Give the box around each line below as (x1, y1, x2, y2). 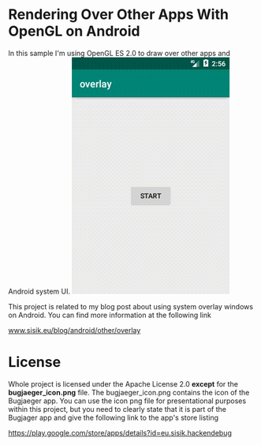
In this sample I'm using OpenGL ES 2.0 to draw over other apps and (8, 48, 231, 58)
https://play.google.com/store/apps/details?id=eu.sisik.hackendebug (8, 428, 233, 437)
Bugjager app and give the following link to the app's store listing (8, 413, 219, 422)
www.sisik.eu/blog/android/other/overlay (8, 325, 141, 335)
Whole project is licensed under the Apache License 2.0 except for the (8, 379, 239, 388)
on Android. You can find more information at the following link (8, 310, 211, 320)
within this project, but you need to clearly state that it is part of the (8, 404, 227, 413)
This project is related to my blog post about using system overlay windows (8, 301, 254, 311)
